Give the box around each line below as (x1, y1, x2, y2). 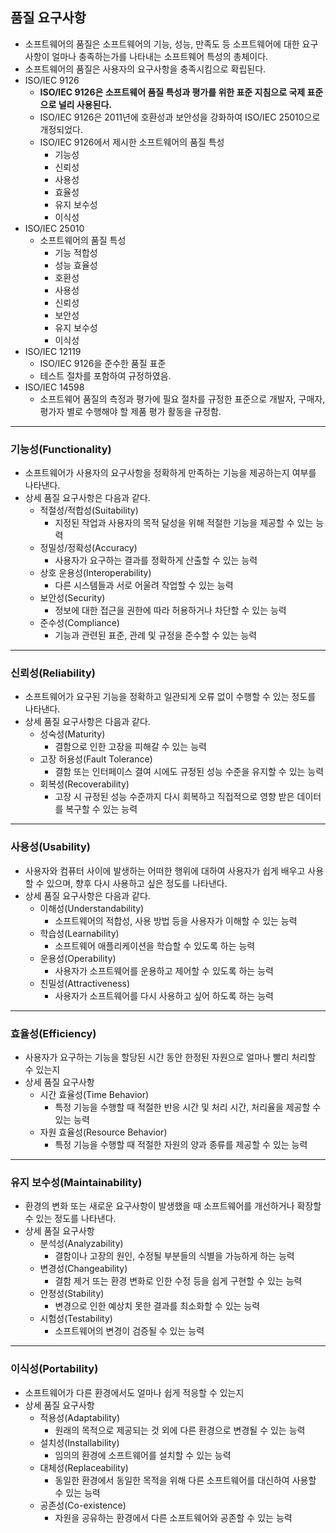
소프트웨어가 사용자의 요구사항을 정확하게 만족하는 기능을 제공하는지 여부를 (24, 467, 317, 479)
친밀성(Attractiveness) (39, 977, 131, 989)
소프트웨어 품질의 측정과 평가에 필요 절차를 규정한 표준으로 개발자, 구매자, (39, 393, 326, 405)
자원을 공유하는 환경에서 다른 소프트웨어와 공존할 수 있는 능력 (54, 1511, 293, 1523)
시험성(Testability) (39, 1313, 113, 1325)
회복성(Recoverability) (39, 778, 130, 790)
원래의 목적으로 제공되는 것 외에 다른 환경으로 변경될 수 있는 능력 (54, 1424, 306, 1436)
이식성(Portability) (10, 1362, 99, 1376)
